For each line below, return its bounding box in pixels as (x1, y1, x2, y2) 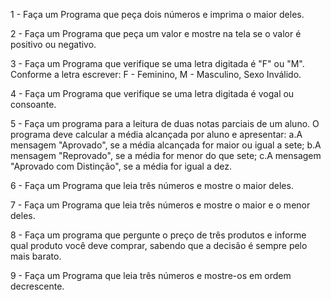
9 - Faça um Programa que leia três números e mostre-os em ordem (10, 270, 292, 281)
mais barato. (10, 250, 62, 262)
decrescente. (10, 280, 65, 292)
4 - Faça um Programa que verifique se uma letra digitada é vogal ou (10, 88, 295, 99)
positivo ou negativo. (10, 39, 97, 50)
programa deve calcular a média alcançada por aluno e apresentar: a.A (10, 129, 303, 140)
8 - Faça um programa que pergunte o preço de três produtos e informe (10, 229, 307, 241)
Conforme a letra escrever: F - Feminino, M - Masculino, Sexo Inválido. (10, 69, 302, 80)
